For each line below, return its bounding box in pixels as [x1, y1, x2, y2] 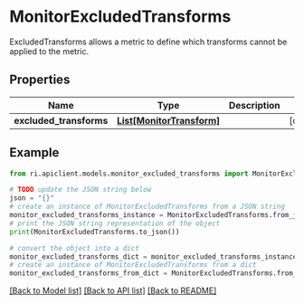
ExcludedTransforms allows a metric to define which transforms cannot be [9, 36, 288, 47]
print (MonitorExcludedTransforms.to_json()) [9, 227, 180, 236]
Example [9, 145, 60, 160]
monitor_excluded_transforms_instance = [9, 211, 165, 220]
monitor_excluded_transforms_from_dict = [9, 269, 168, 278]
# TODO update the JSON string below [9, 185, 152, 195]
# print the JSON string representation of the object [9, 219, 221, 228]
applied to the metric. [9, 45, 90, 56]
